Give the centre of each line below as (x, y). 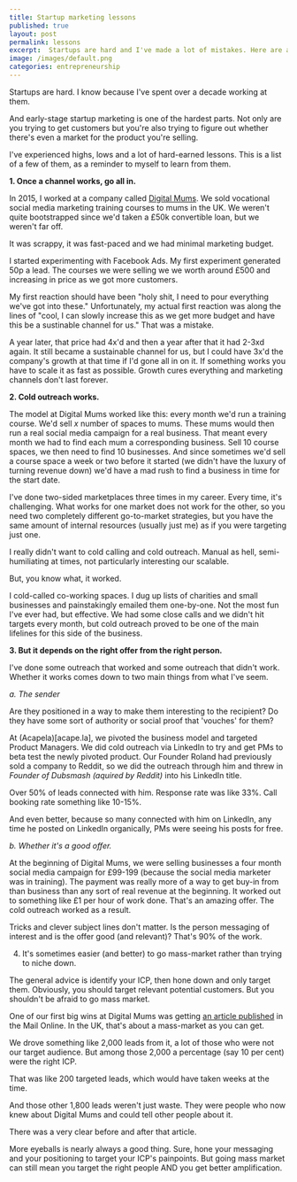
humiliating (29, 561)
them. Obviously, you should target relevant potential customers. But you (142, 989)
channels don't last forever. (59, 379)
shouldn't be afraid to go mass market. (80, 999)
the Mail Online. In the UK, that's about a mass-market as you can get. (137, 1025)
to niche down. (49, 962)
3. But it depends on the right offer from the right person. (116, 650)
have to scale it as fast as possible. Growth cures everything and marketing (146, 370)
